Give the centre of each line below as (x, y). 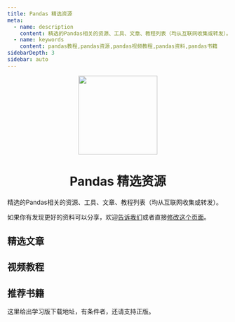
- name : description (43, 27)
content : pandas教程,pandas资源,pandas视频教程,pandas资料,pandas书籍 (119, 46)
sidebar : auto (28, 60)
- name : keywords (39, 40)
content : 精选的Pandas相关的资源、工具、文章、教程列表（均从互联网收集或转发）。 (126, 33)
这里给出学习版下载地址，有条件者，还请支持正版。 (81, 311)
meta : (15, 20)
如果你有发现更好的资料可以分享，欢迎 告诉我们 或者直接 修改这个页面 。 (109, 217)
